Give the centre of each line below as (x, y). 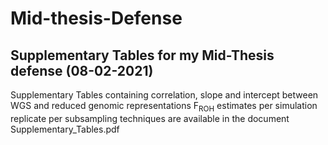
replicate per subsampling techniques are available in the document (150, 118)
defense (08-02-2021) (82, 70)
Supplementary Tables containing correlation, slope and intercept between (164, 95)
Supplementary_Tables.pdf (65, 129)
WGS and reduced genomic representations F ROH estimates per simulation (164, 107)
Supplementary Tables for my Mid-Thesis (142, 55)
